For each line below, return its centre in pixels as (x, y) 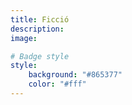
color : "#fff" (57, 84)
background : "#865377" (75, 75)
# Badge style (40, 56)
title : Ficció (40, 19)
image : (24, 38)
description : (37, 29)
